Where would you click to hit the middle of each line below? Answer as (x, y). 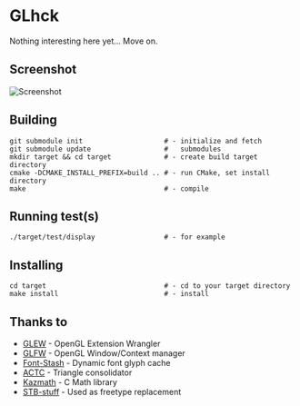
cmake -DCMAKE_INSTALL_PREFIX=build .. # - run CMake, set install (140, 173)
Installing (36, 265)
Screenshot (43, 69)
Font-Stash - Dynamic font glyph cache (96, 363)
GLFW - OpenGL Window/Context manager (104, 353)
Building (33, 120)
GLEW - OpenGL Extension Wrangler (91, 343)
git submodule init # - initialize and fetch (135, 141)
